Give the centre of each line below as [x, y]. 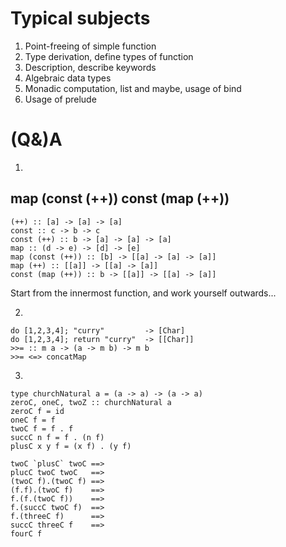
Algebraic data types [68, 78]
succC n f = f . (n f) [57, 437]
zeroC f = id [37, 411]
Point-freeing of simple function [90, 46]
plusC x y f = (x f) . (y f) [71, 446]
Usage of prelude [60, 99]
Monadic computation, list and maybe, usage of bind [133, 88]
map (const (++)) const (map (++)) [120, 198]
